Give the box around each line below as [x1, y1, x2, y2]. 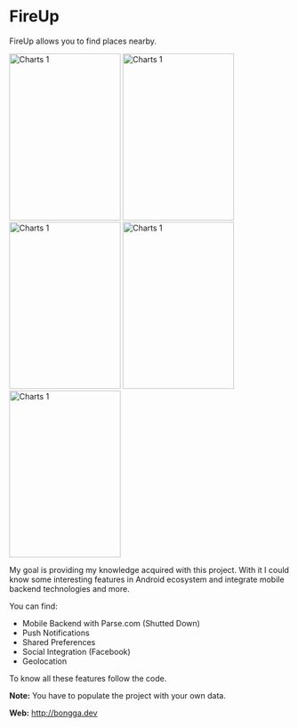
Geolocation [21, 656, 68, 666]
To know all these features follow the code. [9, 673, 167, 683]
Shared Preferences [21, 636, 96, 647]
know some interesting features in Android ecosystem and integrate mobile [9, 574, 285, 585]
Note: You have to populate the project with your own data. [9, 690, 227, 700]
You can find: [9, 601, 58, 611]
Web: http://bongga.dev [9, 707, 98, 718]
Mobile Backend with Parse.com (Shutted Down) [21, 618, 200, 628]
